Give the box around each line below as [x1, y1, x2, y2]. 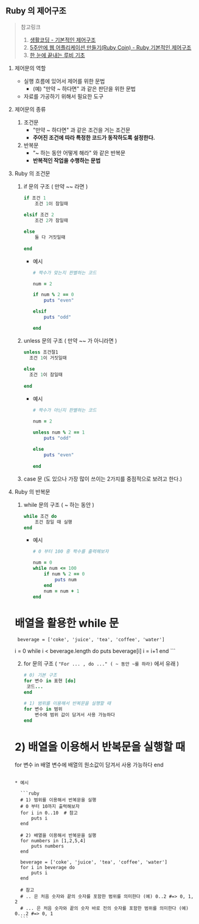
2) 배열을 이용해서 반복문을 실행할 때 [14, 740, 186, 754]
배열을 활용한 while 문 [14, 616, 119, 630]
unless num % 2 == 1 [32, 429, 85, 435]
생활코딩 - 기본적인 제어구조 [29, 36, 96, 43]
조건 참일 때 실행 [35, 518, 72, 525]
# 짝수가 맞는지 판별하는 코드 [32, 269, 97, 276]
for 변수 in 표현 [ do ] [23, 678, 77, 684]
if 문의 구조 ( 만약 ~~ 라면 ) [23, 183, 88, 190]
